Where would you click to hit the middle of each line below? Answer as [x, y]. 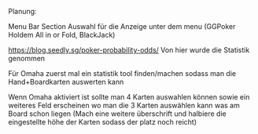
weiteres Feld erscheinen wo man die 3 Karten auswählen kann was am [124, 105]
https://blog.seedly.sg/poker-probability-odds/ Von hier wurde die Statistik [129, 50]
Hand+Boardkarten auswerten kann [66, 82]
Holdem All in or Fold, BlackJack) [62, 35]
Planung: [22, 11]
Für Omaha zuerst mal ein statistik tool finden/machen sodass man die [122, 73]
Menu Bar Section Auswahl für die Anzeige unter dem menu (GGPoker [122, 26]
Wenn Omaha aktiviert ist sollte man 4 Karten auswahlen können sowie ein [129, 97]
